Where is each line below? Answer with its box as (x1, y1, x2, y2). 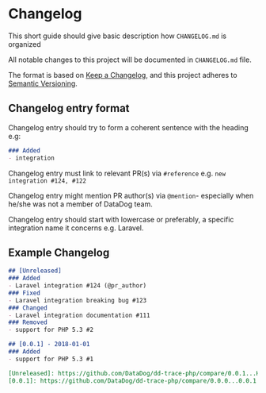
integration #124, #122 (8, 176, 87, 185)
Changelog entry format (8, 102, 130, 115)
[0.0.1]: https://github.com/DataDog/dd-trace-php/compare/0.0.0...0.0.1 (8, 376, 257, 385)
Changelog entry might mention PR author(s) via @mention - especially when (8, 191, 254, 200)
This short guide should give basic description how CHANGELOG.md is (8, 31, 227, 40)
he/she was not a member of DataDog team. (8, 199, 153, 209)
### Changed (8, 303, 47, 312)
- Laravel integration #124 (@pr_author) (8, 282, 147, 290)
